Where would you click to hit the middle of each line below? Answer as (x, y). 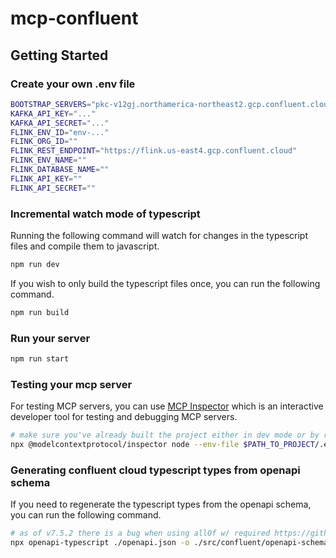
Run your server (50, 338)
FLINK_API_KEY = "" (46, 178)
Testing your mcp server (71, 384)
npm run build (40, 312)
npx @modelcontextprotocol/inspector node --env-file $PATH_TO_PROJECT (162, 445)
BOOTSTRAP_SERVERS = (51, 104)
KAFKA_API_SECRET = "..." (60, 123)
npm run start (40, 358)
